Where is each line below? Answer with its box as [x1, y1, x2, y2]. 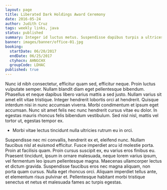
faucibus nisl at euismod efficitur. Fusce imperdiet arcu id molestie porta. [5, 142, 155, 148]
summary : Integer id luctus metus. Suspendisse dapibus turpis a [5, 35, 143, 40]
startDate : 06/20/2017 [9, 49, 57, 54]
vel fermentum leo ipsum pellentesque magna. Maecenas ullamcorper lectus [5, 158, 162, 164]
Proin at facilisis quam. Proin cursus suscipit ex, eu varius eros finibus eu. [5, 147, 156, 153]
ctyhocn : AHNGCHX [9, 58, 46, 63]
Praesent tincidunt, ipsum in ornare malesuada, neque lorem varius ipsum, [5, 153, 158, 159]
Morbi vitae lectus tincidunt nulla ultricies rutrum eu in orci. [12, 127, 133, 133]
